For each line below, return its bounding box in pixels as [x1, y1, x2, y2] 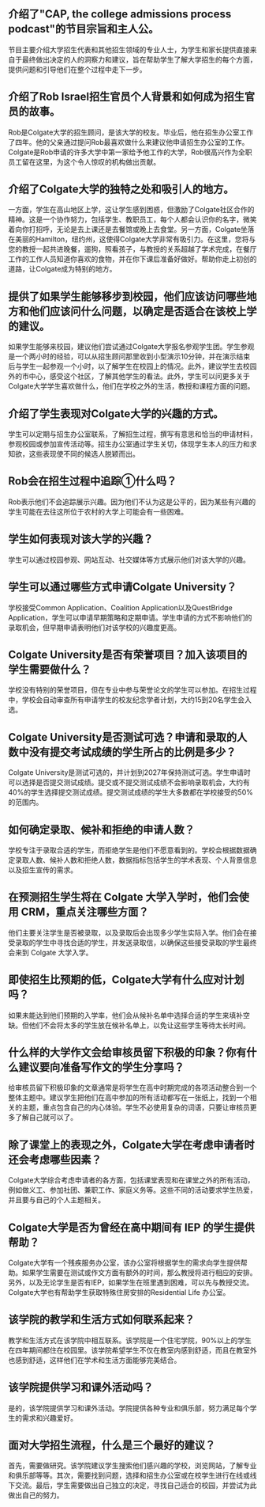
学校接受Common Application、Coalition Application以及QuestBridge [8, 602, 233, 612]
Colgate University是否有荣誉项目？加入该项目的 [8, 647, 248, 661]
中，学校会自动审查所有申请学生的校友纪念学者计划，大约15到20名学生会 [8, 695, 245, 704]
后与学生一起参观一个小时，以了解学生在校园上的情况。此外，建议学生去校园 [8, 362, 257, 371]
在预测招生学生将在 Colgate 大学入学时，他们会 [8, 890, 239, 904]
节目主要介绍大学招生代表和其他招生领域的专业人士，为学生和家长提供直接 [8, 44, 250, 54]
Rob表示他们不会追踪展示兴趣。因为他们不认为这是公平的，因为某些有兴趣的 [8, 497, 256, 507]
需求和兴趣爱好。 [21, 1413, 77, 1422]
